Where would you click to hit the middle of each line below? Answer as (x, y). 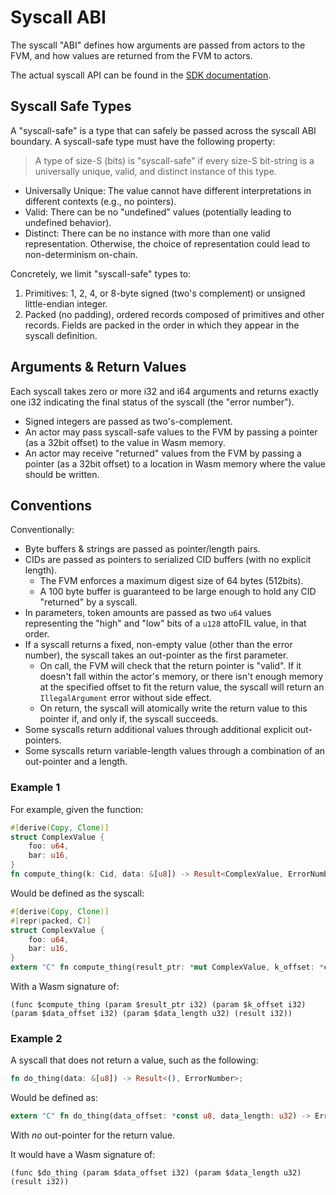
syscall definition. (61, 335)
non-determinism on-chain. (81, 254)
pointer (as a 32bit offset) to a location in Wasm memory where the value (175, 463)
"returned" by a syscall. (88, 602)
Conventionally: (42, 530)
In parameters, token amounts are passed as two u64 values (148, 613)
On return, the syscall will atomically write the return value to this (173, 708)
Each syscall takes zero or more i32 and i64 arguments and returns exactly (165, 391)
